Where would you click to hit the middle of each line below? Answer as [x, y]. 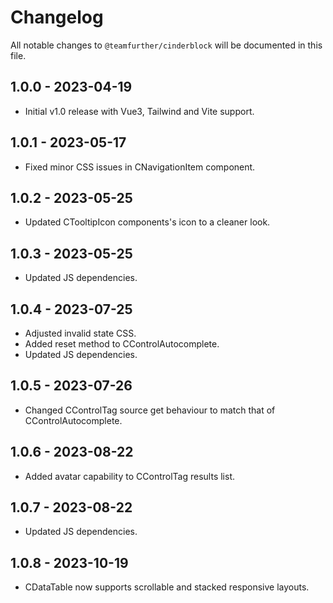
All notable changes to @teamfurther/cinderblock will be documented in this [166, 45]
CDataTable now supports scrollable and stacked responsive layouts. [167, 587]
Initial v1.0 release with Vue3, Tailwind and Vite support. [139, 111]
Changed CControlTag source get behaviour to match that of [150, 410]
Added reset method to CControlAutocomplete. [122, 344]
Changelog [57, 17]
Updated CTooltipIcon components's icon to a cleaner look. [147, 222]
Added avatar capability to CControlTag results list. [129, 476]
